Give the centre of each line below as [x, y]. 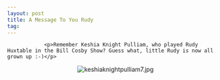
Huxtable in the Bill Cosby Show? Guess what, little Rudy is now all [110, 51]
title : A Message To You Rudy [51, 20]
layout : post [26, 13]
